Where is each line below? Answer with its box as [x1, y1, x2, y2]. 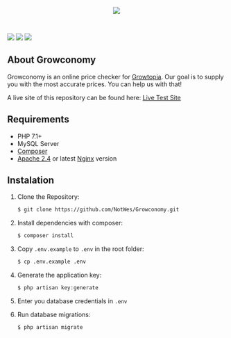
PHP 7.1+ [17, 132, 42, 140]
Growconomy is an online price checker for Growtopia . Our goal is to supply [7, 72, 224, 81]
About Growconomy [7, 54, 96, 66]
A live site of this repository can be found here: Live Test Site [7, 93, 182, 102]
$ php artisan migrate [17, 323, 83, 330]
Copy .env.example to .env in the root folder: [17, 245, 144, 253]
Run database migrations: [17, 310, 91, 319]
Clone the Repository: [17, 193, 80, 201]
